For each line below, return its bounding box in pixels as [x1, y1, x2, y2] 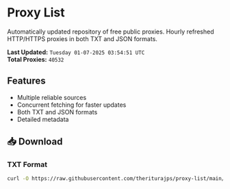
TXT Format [7, 160, 48, 169]
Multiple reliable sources [16, 93, 87, 101]
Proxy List [7, 5, 65, 21]
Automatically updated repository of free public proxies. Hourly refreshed [7, 27, 214, 36]
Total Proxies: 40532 [7, 55, 64, 63]
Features [7, 75, 46, 87]
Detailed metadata [16, 115, 69, 123]
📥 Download [7, 136, 63, 148]
